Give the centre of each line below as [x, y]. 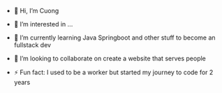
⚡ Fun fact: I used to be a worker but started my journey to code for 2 [113, 72]
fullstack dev [32, 45]
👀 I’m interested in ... [43, 24]
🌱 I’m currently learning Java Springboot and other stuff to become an [114, 37]
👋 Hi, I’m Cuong [36, 11]
